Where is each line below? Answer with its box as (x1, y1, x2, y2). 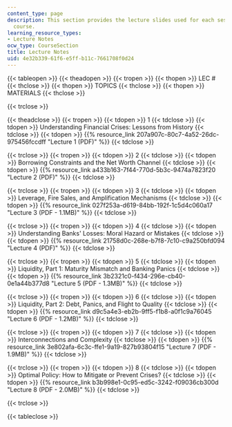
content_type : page (7, 10, 64, 17)
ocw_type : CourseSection (7, 42, 79, 49)
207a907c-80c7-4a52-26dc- (136, 130, 220, 138)
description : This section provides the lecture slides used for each (7, 17, 215, 23)
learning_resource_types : (7, 29, 81, 37)
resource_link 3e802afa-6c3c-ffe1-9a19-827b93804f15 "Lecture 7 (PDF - (7, 343, 216, 351)
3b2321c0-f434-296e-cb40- (103, 272, 186, 280)
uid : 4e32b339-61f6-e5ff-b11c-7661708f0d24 (7, 55, 135, 62)
